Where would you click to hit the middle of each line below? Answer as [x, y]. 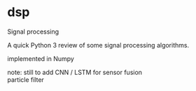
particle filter [26, 79]
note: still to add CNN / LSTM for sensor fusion [75, 72]
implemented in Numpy [41, 58]
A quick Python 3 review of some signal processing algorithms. [98, 45]
